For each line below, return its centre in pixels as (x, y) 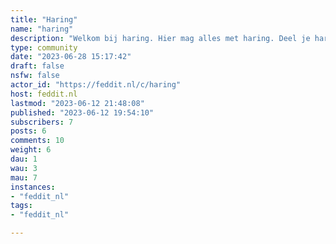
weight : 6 (31, 150)
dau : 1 (24, 159)
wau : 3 (24, 168)
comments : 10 (37, 141)
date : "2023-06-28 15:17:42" (71, 57)
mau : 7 (24, 177)
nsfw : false (35, 76)
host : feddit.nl (44, 94)
